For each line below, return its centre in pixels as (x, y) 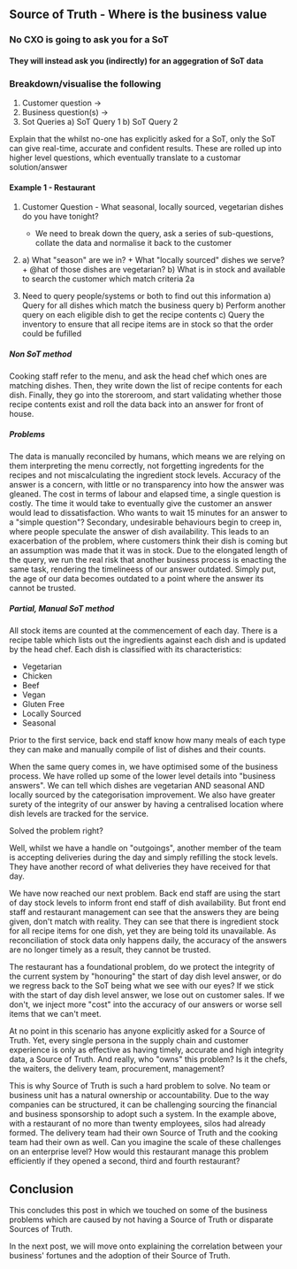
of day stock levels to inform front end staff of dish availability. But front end (148, 903)
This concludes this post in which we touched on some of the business (138, 1211)
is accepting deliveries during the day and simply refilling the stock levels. (144, 858)
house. (22, 414)
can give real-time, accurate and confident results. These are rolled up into (145, 149)
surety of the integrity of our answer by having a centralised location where (147, 804)
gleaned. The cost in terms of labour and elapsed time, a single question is (145, 494)
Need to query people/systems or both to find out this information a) (146, 296)
